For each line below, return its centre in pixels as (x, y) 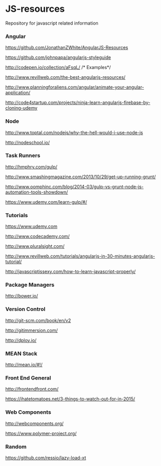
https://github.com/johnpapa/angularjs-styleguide (58, 57)
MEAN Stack (21, 353)
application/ (18, 93)
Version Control (25, 309)
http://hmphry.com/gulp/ (31, 166)
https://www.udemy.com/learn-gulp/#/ (46, 202)
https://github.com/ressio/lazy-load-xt (46, 458)
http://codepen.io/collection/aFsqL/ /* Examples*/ (58, 68)
